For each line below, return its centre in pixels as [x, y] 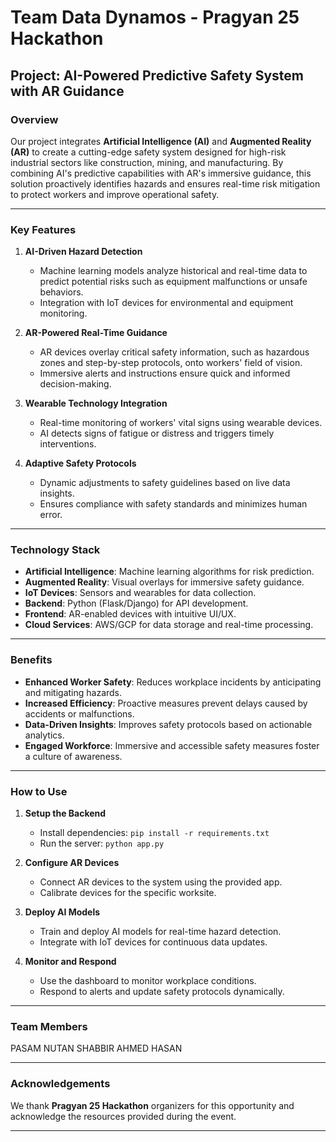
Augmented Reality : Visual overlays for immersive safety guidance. [164, 582]
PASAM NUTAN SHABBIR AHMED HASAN [96, 1048]
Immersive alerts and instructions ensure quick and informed [165, 373]
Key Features [43, 229]
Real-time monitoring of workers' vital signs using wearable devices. [181, 423]
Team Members [49, 1026]
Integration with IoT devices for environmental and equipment [166, 303]
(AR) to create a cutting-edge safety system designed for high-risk [148, 152]
